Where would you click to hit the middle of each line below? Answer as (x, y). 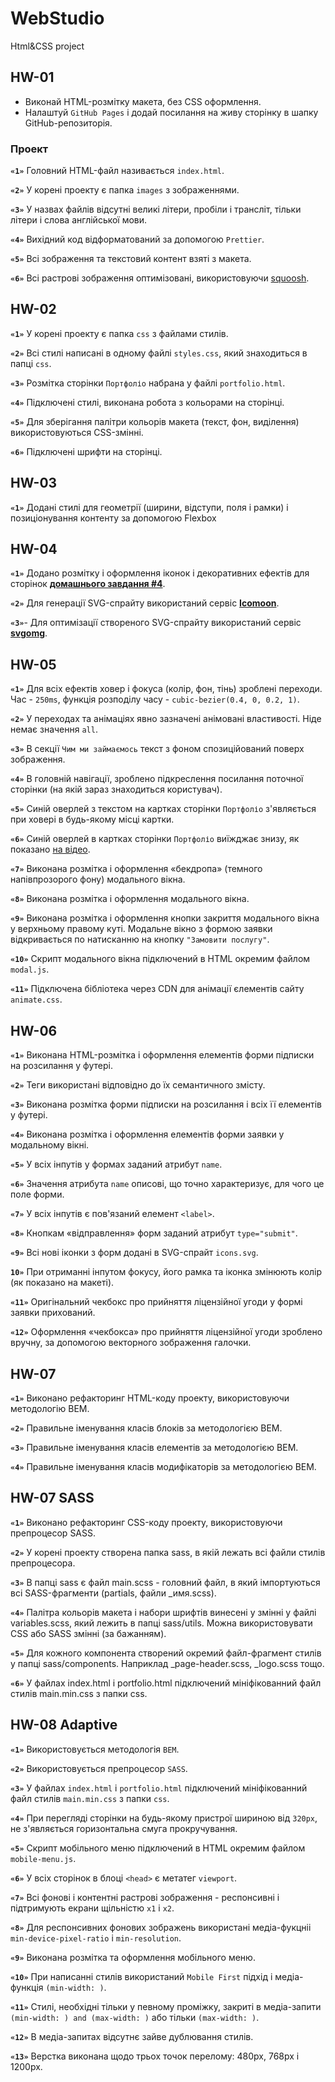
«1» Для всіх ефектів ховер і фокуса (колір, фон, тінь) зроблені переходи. (166, 689)
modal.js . (30, 969)
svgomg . (29, 633)
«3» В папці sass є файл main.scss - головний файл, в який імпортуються (165, 1582)
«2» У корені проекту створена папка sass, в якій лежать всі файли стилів (168, 1552)
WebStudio (57, 18)
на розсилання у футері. (61, 1066)
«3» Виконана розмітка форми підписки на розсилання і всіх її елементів (166, 1104)
